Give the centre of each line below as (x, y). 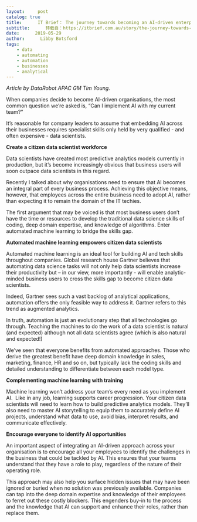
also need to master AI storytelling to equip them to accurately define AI (93, 411)
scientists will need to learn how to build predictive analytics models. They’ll (98, 404)
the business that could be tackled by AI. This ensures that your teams (91, 458)
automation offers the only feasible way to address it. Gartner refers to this (96, 303)
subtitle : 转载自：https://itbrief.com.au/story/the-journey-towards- (99, 28)
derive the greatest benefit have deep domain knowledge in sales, (86, 357)
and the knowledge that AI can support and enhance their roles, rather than (97, 507)
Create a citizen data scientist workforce (57, 147)
